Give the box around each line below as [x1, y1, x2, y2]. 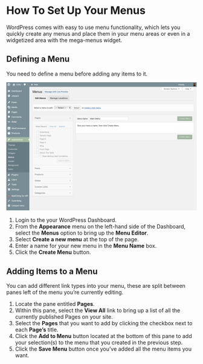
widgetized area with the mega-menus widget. [6, 36, 123, 44]
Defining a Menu [6, 54, 70, 64]
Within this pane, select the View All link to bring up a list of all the [14, 307, 181, 314]
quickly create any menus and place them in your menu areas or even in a [6, 30, 190, 37]
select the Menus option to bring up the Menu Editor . [14, 229, 149, 236]
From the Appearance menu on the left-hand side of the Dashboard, [14, 223, 186, 230]
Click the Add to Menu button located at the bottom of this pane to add [14, 333, 192, 340]
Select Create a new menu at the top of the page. [14, 236, 139, 243]
